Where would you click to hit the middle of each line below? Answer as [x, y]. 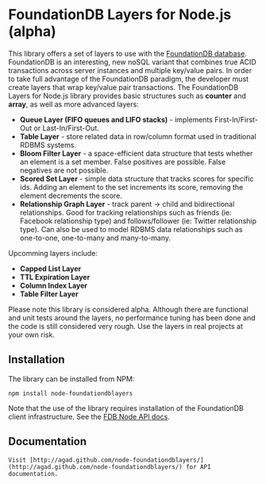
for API [199, 467]
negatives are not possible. [64, 170]
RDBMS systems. [48, 145]
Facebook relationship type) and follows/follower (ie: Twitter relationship [138, 221]
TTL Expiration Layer [55, 277]
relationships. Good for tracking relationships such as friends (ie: [125, 212]
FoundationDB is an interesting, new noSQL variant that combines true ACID [132, 62]
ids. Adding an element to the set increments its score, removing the [131, 187]
